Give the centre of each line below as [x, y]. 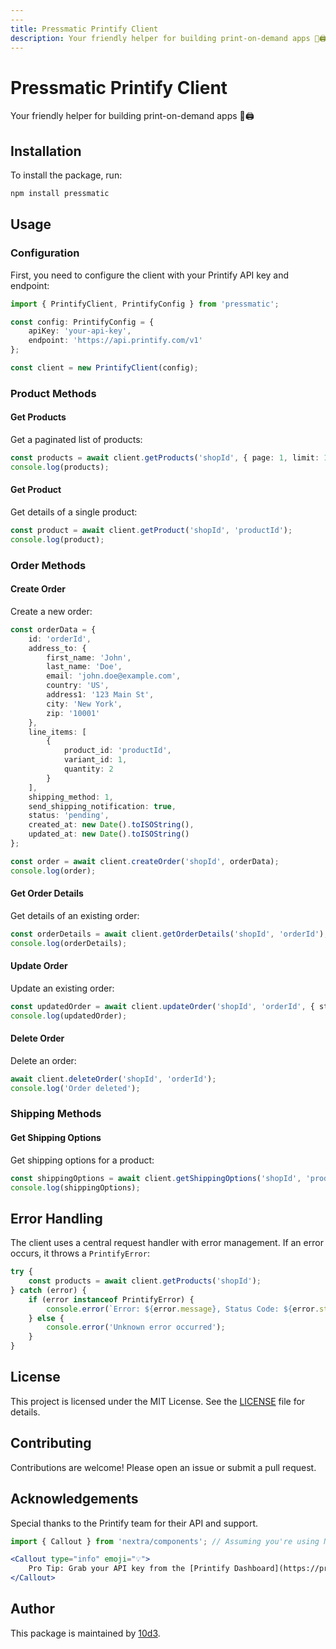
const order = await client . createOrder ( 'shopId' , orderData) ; [145, 861]
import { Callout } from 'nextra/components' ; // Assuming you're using [165, 1541]
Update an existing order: [62, 988]
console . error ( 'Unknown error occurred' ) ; [136, 1327]
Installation [46, 151]
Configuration [45, 253]
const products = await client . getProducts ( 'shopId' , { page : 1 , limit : [165, 458]
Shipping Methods [56, 1114]
